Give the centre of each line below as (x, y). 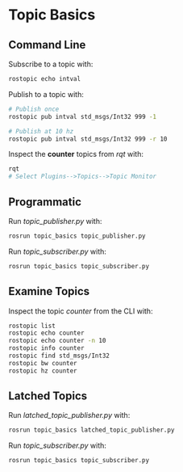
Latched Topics (48, 396)
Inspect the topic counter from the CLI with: (81, 311)
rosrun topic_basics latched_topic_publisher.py (91, 430)
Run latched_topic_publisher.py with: (69, 415)
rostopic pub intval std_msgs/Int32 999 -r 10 (88, 139)
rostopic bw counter (43, 363)
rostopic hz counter (43, 371)
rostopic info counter (46, 348)
